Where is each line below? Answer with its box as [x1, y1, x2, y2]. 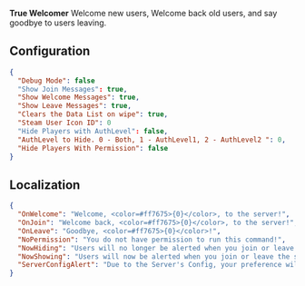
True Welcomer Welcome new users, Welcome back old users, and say [9, 8, 278, 18]
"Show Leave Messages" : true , [17, 102, 132, 111]
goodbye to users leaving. [9, 17, 107, 28]
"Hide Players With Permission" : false [17, 143, 169, 153]
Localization [9, 177, 81, 192]
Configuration [9, 44, 91, 59]
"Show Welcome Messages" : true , [17, 93, 141, 103]
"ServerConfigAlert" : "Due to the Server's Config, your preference [17, 261, 282, 270]
